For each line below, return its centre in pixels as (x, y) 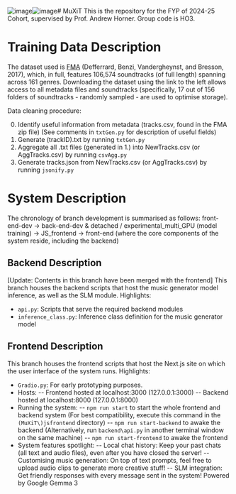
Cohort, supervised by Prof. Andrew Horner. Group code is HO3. (101, 18)
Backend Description (55, 263)
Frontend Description (55, 347)
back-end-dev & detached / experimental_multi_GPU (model (129, 225)
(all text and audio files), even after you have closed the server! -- (113, 452)
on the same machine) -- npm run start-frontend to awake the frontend (123, 437)
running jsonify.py (46, 170)
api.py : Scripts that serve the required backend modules (100, 309)
